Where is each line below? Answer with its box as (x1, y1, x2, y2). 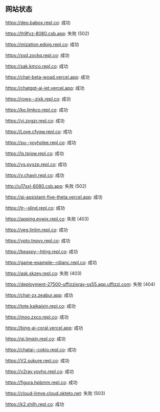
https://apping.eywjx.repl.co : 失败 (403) (5, 215, 89, 222)
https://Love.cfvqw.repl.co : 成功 (5, 128, 73, 134)
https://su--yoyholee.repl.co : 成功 (5, 139, 77, 145)
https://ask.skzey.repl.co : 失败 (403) (5, 270, 82, 276)
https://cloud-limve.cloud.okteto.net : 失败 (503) (5, 390, 106, 396)
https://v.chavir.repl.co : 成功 (5, 172, 65, 178)
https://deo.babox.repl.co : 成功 (5, 19, 71, 26)
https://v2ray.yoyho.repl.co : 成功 (5, 368, 74, 375)
